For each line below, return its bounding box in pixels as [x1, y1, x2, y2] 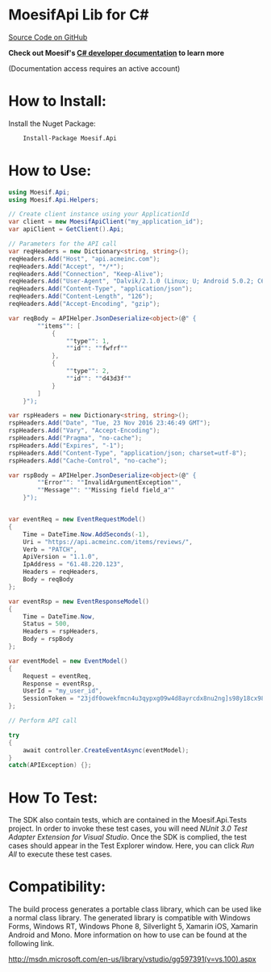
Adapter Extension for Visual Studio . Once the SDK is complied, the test [8, 832, 248, 842]
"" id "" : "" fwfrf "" [65, 345, 128, 353]
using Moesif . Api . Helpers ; [8, 195, 99, 203]
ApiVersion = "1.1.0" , [23, 553, 99, 561]
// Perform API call [8, 717, 78, 725]
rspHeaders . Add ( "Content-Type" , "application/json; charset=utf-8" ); [8, 449, 248, 457]
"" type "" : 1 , [65, 337, 110, 345]
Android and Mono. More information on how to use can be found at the [8, 930, 248, 940]
